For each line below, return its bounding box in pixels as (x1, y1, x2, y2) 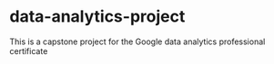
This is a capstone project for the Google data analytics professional (9, 36, 266, 47)
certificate (9, 45, 48, 56)
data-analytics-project (9, 6, 186, 27)
